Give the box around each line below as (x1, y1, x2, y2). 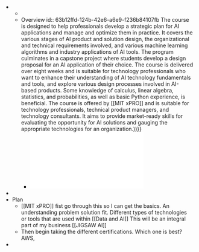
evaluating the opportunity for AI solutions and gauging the (21, 119, 168, 126)
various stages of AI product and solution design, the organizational (21, 36, 190, 42)
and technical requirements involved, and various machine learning (21, 42, 188, 49)
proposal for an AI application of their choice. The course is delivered (21, 61, 194, 68)
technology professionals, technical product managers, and (21, 106, 169, 113)
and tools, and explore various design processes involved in (21, 80, 170, 88)
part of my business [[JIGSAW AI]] (21, 222, 107, 228)
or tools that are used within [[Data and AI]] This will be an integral (21, 215, 186, 222)
